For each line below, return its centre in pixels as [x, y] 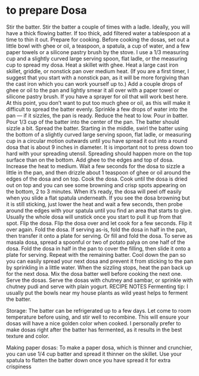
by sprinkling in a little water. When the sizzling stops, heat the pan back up [99, 267]
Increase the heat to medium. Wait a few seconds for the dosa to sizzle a [96, 166]
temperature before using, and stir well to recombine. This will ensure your [98, 317]
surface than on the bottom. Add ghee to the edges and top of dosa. [90, 160]
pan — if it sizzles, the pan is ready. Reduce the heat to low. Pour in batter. [97, 115]
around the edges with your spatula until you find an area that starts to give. [99, 210]
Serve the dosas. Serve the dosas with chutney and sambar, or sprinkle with [100, 280]
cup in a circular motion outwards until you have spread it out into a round [97, 141]
